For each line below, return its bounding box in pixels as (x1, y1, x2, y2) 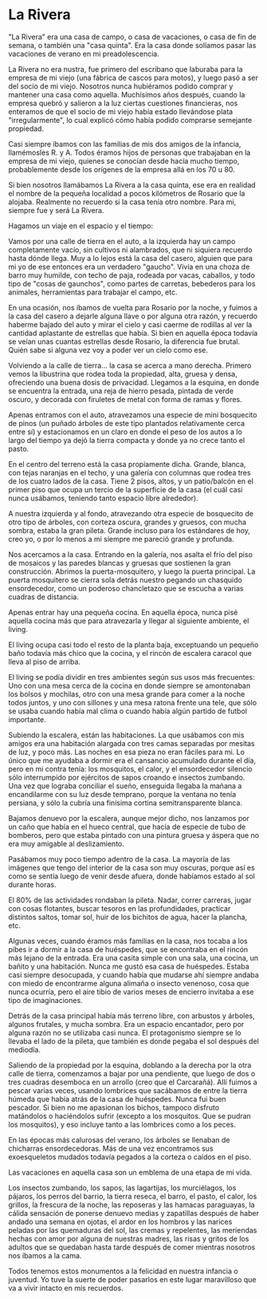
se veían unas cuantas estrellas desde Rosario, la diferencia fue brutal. (8, 337, 241, 346)
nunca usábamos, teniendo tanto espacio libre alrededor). (8, 493, 198, 503)
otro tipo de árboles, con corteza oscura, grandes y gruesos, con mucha (8, 517, 247, 527)
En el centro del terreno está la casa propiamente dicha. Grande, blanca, (8, 459, 246, 468)
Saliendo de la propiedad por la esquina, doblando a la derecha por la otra (8, 1060, 252, 1070)
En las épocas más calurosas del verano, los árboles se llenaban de (8, 1135, 230, 1144)
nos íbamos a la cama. (8, 1250, 82, 1260)
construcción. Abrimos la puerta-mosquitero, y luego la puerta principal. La (8, 567, 256, 576)
